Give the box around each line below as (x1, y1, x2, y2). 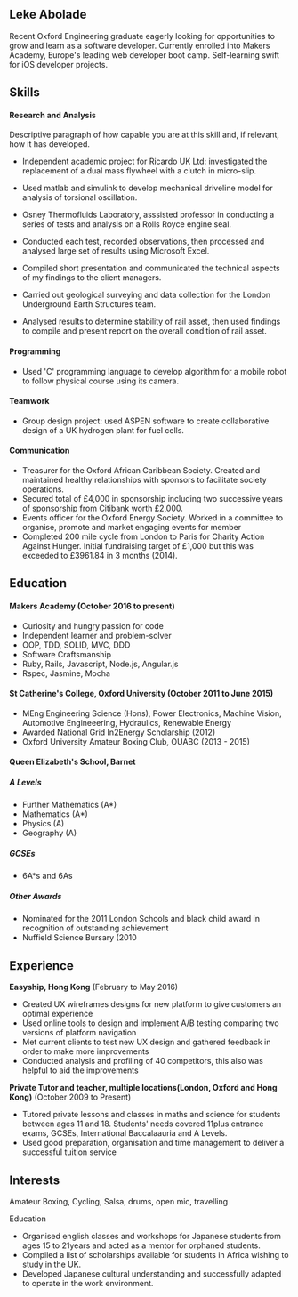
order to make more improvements (21, 1046, 149, 1057)
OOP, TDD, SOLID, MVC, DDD (21, 640, 131, 650)
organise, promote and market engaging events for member (21, 522, 242, 533)
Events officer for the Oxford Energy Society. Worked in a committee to (21, 512, 283, 523)
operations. (21, 484, 65, 495)
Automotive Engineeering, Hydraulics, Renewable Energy (21, 717, 232, 728)
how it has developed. (9, 139, 91, 149)
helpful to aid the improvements (21, 1065, 140, 1075)
